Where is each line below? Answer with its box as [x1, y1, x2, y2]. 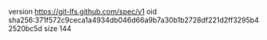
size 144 [43, 24, 72, 33]
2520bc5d [8, 24, 42, 33]
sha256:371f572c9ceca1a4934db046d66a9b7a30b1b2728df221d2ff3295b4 [8, 15, 260, 25]
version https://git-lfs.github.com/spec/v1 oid [8, 7, 157, 16]
